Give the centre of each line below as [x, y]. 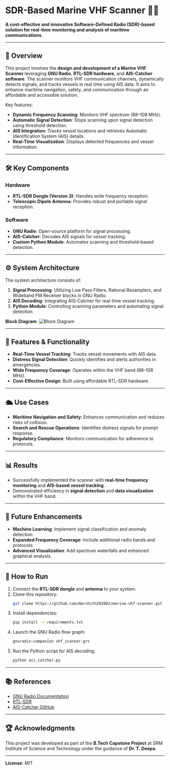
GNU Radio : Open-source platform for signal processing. [72, 231]
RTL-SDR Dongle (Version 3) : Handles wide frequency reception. [81, 196]
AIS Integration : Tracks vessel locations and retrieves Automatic [80, 131]
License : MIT [19, 763]
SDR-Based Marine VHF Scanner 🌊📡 [82, 10]
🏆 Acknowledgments [40, 728]
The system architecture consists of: [44, 280]
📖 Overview [24, 56]
